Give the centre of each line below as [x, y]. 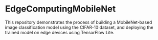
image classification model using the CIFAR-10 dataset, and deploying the [79, 27]
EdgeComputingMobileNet [60, 9]
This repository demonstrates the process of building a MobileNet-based [79, 22]
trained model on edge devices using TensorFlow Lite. [60, 32]
